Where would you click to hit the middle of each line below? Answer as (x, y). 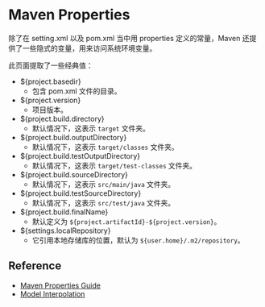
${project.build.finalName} (64, 212)
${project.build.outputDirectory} (73, 137)
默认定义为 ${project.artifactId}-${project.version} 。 (126, 221)
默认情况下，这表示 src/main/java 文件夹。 (104, 184)
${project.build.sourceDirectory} (74, 174)
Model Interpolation (52, 294)
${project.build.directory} (62, 118)
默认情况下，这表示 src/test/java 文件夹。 (104, 202)
